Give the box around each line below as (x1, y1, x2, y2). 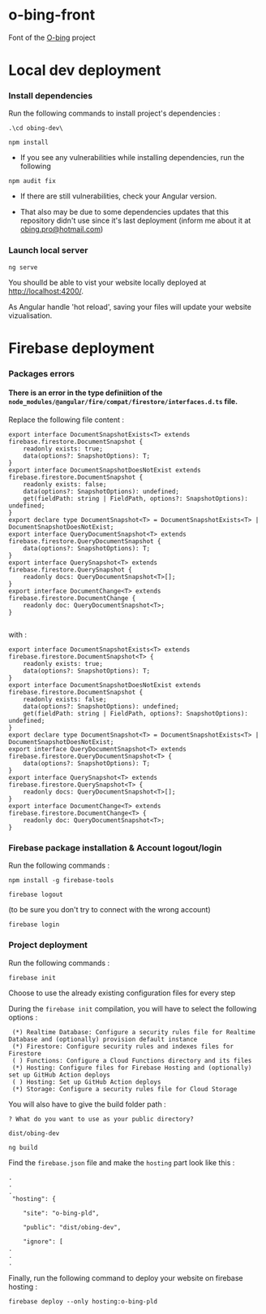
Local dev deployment (8, 61, 161, 80)
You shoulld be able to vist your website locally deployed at (8, 277, 207, 287)
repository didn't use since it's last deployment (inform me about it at (19, 215, 251, 225)
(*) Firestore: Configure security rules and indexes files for (11, 1042, 234, 1051)
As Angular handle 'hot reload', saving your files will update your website (8, 302, 251, 311)
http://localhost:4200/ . (8, 286, 84, 296)
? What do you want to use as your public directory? (8, 1115, 195, 1123)
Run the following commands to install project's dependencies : (8, 108, 221, 119)
